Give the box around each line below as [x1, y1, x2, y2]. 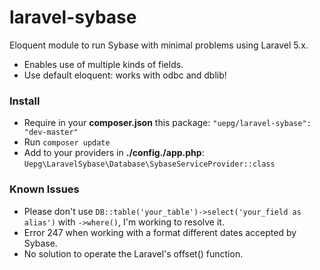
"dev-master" [23, 127, 79, 138]
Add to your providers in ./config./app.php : [23, 147, 205, 159]
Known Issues [9, 182, 80, 196]
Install [9, 94, 41, 108]
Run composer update [23, 136, 111, 148]
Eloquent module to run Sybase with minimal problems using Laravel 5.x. [9, 39, 309, 51]
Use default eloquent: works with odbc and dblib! [23, 69, 227, 81]
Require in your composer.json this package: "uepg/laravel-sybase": [23, 117, 312, 129]
